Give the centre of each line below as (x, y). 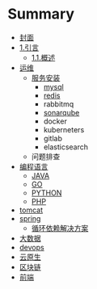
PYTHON (46, 193)
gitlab (53, 138)
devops (32, 247)
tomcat (31, 210)
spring (30, 218)
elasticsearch (66, 147)
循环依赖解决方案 (60, 228)
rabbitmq (59, 104)
